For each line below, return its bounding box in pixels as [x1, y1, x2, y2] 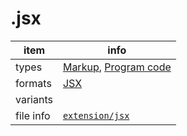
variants [15, 92, 53, 106]
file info [15, 108, 51, 122]
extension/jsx [62, 110, 130, 121]
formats [15, 76, 52, 90]
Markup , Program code [62, 60, 172, 74]
